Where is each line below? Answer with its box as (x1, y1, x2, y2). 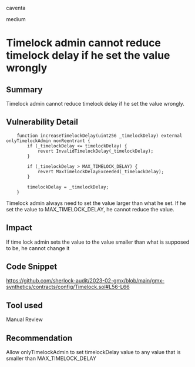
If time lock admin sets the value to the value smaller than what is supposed (6, 238, 190, 245)
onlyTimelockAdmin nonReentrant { (6, 137, 91, 144)
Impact (6, 223, 32, 233)
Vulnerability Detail (6, 117, 78, 127)
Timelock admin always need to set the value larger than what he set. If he (6, 199, 186, 207)
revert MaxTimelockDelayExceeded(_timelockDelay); (37, 169, 164, 174)
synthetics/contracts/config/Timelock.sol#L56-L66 (6, 284, 130, 291)
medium (6, 16, 26, 22)
